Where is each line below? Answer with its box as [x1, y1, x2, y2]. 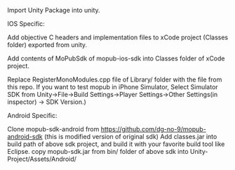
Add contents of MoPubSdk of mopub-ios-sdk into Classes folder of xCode [7, 54, 226, 63]
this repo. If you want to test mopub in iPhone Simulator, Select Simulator [7, 83, 219, 91]
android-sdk [7, 133, 43, 140]
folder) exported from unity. [7, 41, 88, 48]
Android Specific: [7, 112, 58, 119]
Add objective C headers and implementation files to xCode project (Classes [7, 33, 229, 41]
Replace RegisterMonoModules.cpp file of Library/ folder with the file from [7, 75, 222, 84]
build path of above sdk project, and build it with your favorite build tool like [7, 140, 225, 148]
